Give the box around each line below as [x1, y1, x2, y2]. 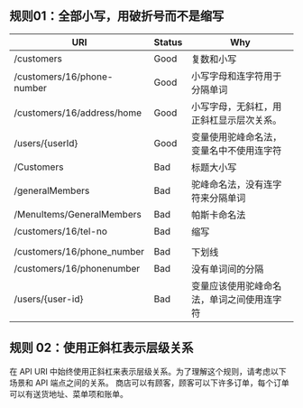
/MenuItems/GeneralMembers [14, 208, 142, 220]
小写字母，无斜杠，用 [190, 100, 282, 113]
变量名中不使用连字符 [190, 144, 282, 156]
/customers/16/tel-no [14, 225, 108, 237]
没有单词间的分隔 [190, 263, 264, 275]
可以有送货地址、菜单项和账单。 [9, 388, 128, 399]
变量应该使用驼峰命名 [190, 279, 282, 292]
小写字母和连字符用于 [190, 70, 282, 82]
